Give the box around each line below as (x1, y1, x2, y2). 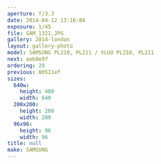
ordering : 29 (7, 62, 45, 69)
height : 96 (20, 127, 52, 134)
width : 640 (20, 95, 52, 102)
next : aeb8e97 (7, 56, 49, 63)
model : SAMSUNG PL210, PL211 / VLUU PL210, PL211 (7, 50, 155, 57)
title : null (7, 140, 42, 147)
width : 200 (20, 114, 52, 121)
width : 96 (20, 133, 49, 140)
